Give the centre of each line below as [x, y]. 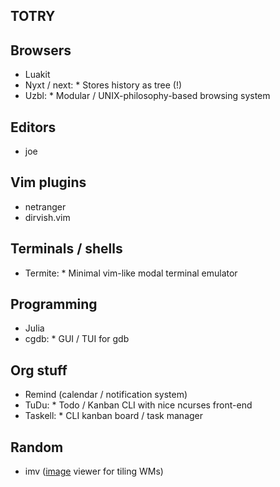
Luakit [37, 75]
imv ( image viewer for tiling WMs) [94, 471]
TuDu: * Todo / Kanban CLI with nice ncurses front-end [138, 405]
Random [37, 447]
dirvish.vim [47, 217]
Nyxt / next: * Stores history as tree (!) [103, 85]
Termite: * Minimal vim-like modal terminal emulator [131, 273]
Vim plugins [48, 182]
